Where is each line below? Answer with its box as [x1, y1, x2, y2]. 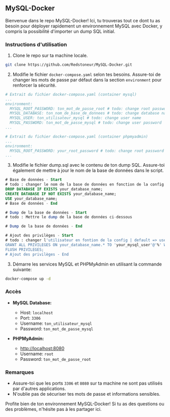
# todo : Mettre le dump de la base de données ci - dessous [5, 215, 133, 220]
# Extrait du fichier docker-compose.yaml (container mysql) [5, 92, 137, 97]
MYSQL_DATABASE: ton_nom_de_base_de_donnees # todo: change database [10, 111, 159, 116]
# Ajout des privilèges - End [5, 252, 69, 257]
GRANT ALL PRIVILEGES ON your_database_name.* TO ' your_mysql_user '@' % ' [5, 242, 162, 247]
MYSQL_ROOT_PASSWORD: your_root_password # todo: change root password [10, 148, 164, 154]
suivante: [12, 266, 32, 273]
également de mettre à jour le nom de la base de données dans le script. [12, 167, 164, 174]
